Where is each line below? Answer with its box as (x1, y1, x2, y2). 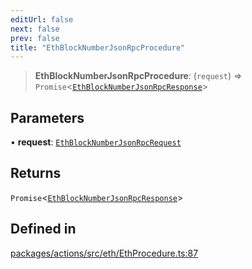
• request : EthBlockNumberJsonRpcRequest (10, 136, 182, 148)
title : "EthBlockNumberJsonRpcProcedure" (10, 42, 186, 53)
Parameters (10, 109, 85, 126)
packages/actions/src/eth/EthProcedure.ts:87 (10, 247, 199, 259)
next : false (10, 24, 60, 34)
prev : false (10, 33, 60, 43)
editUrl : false (10, 14, 74, 25)
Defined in (10, 221, 77, 238)
